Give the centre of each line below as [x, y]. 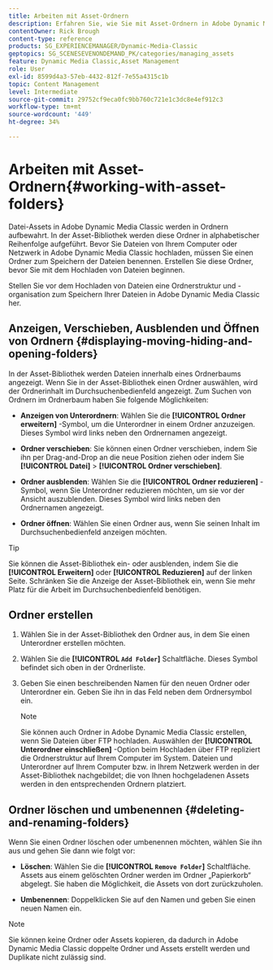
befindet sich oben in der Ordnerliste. [83, 668]
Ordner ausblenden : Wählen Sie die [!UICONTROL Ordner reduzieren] [139, 481]
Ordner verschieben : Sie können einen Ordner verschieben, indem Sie [139, 448]
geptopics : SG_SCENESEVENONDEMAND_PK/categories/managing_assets [121, 54]
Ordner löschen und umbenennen [95, 810]
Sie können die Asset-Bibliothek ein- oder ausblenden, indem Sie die [123, 564]
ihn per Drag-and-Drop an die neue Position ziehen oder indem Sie [132, 457]
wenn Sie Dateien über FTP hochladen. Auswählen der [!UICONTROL [136, 741]
